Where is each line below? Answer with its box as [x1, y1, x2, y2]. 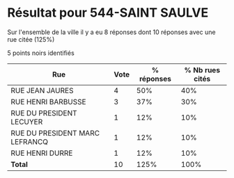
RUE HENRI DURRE [10, 148, 73, 158]
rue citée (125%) [7, 35, 55, 43]
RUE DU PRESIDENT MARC [10, 128, 100, 138]
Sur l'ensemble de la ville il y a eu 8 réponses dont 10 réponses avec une [7, 28, 216, 36]
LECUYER [10, 117, 43, 127]
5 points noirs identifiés [7, 49, 75, 57]
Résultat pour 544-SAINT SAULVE [7, 5, 209, 21]
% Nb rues [184, 65, 221, 74]
